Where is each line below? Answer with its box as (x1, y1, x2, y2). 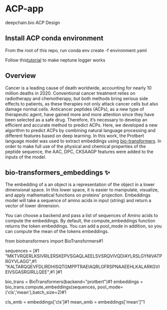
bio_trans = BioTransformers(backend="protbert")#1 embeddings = (5, 278, 144, 285)
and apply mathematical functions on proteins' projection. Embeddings (5, 192, 151, 198)
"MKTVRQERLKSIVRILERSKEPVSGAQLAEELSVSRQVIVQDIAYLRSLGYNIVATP (5, 253, 163, 259)
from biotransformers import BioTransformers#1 (5, 238, 104, 244)
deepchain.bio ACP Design (5, 19, 60, 25)
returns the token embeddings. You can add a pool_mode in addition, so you (5, 223, 162, 229)
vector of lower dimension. (5, 203, 60, 209)
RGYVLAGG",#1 (5, 258, 37, 264)
